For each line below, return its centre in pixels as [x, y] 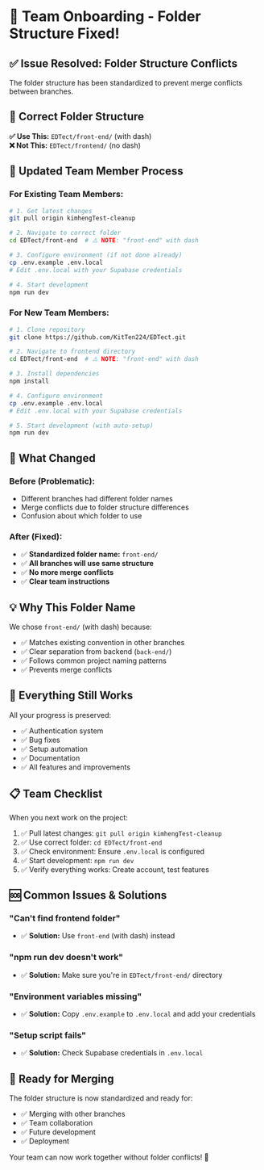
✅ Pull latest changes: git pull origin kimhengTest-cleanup [121, 833]
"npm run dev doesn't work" [66, 958]
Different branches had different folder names [97, 498]
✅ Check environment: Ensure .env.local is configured [112, 851]
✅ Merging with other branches [73, 1114]
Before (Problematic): [52, 481]
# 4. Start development [49, 285]
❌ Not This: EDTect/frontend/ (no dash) [75, 145]
